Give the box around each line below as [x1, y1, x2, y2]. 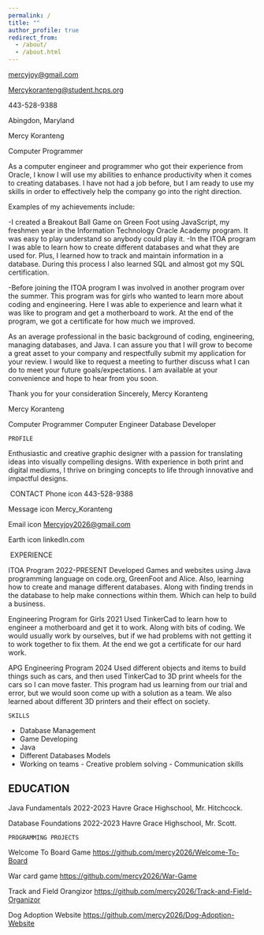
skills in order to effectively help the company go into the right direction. [8, 187, 242, 196]
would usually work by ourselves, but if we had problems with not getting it [8, 631, 252, 640]
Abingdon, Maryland [8, 116, 75, 125]
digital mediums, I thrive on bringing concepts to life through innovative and [8, 466, 254, 474]
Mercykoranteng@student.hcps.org [8, 85, 124, 95]
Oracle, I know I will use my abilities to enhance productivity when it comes [8, 170, 252, 179]
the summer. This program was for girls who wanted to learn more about [8, 291, 244, 301]
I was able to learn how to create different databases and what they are [8, 242, 240, 252]
